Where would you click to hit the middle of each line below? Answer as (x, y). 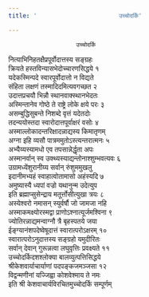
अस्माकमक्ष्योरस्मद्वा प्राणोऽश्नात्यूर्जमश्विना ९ (61, 212)
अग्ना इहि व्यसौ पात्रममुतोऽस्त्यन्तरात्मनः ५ (59, 140)
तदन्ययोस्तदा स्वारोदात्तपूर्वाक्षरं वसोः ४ (54, 122)
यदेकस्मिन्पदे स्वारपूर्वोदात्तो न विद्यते (51, 77)
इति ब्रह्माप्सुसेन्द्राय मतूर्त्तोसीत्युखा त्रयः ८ (56, 194)
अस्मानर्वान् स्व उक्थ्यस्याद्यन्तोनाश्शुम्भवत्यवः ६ (65, 158)
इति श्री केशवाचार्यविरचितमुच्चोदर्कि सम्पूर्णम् (60, 283)
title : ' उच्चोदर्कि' (75, 16)
